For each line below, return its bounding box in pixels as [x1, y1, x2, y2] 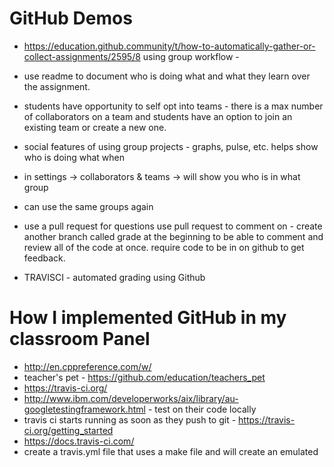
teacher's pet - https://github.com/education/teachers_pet [23, 371, 266, 383]
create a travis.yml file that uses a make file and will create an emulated [23, 445, 319, 457]
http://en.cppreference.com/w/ [23, 360, 152, 372]
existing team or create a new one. [23, 121, 167, 133]
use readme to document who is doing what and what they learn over [23, 70, 311, 82]
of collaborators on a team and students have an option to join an [23, 110, 293, 122]
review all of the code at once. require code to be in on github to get [23, 241, 305, 253]
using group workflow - [142, 50, 240, 62]
